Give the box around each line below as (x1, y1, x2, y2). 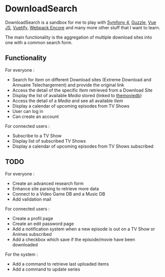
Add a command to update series (12, 266, 81, 272)
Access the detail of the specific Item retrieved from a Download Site (12, 87, 153, 93)
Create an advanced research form (12, 180, 84, 186)
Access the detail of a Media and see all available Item (12, 98, 124, 104)
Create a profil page (12, 215, 53, 221)
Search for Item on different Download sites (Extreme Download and (12, 76, 152, 82)
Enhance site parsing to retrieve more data (12, 185, 99, 191)
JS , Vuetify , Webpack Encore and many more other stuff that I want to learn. (5, 24, 161, 30)
